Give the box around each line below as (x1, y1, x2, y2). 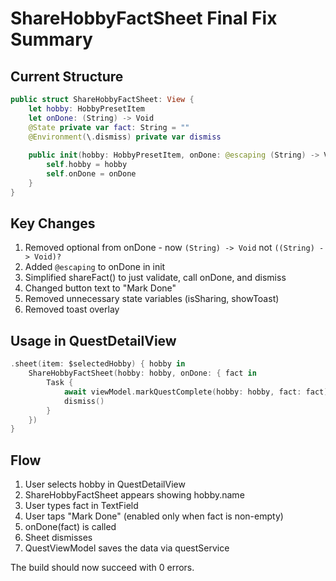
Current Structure (10, 68, 124, 85)
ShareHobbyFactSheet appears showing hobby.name (24, 489, 245, 501)
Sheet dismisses (24, 532, 93, 544)
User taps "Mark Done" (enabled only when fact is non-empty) (24, 510, 284, 522)
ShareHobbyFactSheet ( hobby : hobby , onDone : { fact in (28, 368, 257, 379)
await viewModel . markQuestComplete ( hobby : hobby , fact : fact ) (63, 387, 329, 397)
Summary (10, 28, 93, 51)
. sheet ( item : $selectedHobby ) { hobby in (10, 359, 186, 369)
